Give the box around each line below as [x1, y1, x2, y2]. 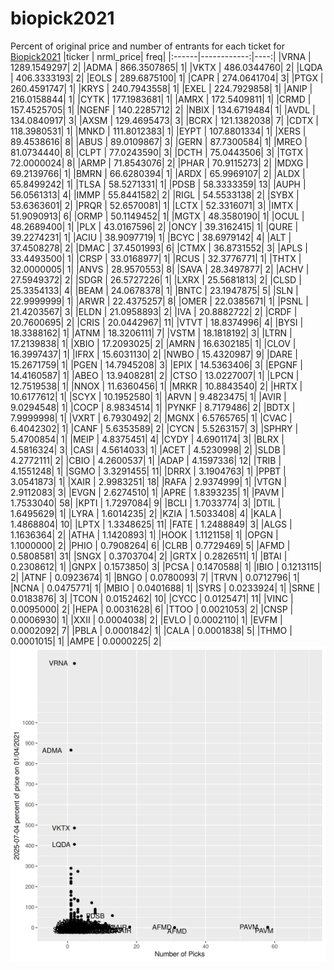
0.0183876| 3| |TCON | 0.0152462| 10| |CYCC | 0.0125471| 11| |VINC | [10, 592, 294, 604]
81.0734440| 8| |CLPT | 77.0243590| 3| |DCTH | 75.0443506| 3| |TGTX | [10, 146, 309, 158]
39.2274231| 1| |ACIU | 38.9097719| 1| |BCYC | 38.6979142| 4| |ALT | [10, 231, 292, 243]
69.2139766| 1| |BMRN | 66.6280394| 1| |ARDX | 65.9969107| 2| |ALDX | [10, 167, 306, 179]
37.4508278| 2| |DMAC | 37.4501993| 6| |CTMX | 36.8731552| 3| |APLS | [10, 242, 308, 254]
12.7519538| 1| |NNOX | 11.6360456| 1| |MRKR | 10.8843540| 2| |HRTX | [10, 380, 303, 392]
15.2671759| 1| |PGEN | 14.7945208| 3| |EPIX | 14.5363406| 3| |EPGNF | [10, 358, 303, 371]
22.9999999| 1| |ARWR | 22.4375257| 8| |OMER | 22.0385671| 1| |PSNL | [10, 295, 309, 307]
